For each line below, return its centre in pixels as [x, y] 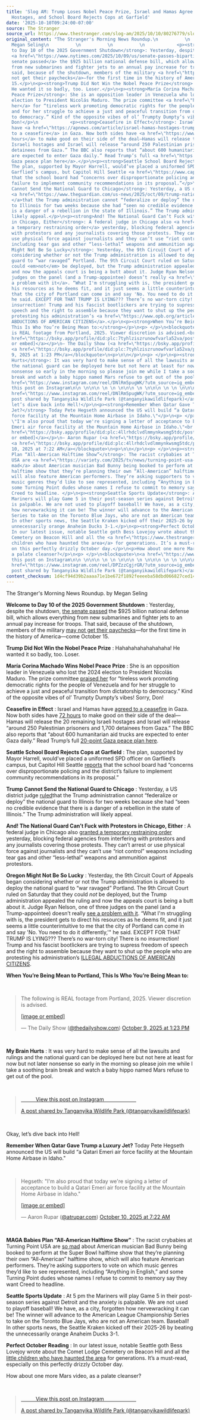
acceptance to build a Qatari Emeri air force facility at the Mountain [103, 1187]
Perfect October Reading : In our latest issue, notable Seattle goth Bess [94, 1345]
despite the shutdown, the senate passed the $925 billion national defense [98, 611]
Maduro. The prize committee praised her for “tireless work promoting [92, 678]
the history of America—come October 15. [58, 636]
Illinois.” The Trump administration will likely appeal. [69, 814]
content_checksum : [29, 576]
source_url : [21, 34]
